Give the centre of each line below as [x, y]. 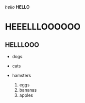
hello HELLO [17, 7]
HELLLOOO [22, 45]
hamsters [21, 75]
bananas [28, 90]
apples [26, 95]
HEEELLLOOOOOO [43, 27]
